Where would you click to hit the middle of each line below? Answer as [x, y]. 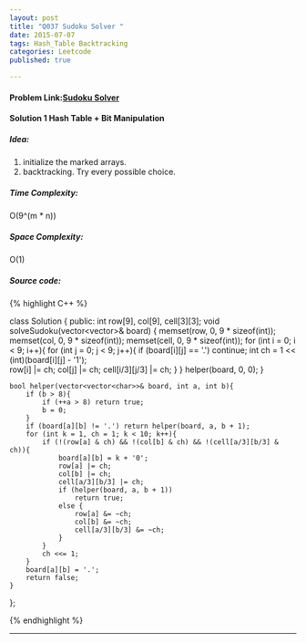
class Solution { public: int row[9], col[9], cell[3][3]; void [115, 321]
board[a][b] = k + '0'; [103, 458]
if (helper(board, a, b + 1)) [115, 490]
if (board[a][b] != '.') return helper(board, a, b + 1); [138, 426]
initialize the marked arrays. [75, 162]
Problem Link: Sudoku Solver [65, 98]
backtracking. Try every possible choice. [99, 172]
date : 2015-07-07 [42, 35]
